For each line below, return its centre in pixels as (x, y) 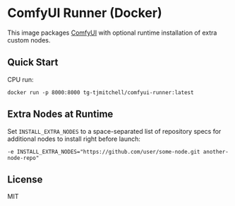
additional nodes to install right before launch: (74, 139)
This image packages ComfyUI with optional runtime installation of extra (112, 33)
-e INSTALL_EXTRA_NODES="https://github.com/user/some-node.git (104, 151)
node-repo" (23, 158)
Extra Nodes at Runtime (60, 114)
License (25, 179)
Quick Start (33, 63)
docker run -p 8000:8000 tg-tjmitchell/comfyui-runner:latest (101, 92)
